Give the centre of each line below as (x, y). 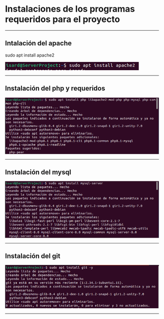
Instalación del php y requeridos (55, 89)
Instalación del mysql (38, 172)
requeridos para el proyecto (63, 19)
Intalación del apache (38, 43)
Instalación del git (33, 256)
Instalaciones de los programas (70, 9)
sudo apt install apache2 (30, 55)
